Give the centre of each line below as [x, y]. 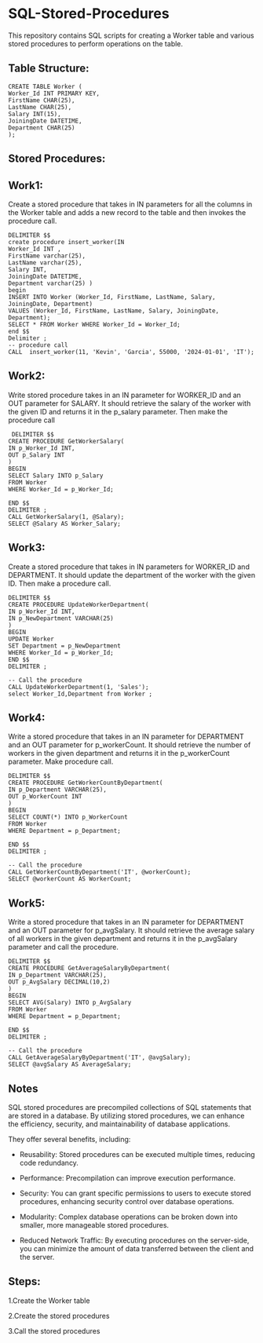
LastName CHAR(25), [40, 107]
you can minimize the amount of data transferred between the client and [136, 1249]
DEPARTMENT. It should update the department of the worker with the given [132, 575]
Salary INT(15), [35, 114]
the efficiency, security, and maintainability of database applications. [119, 1124]
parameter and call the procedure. [64, 947]
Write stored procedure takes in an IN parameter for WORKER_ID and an [125, 395]
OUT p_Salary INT [37, 455]
